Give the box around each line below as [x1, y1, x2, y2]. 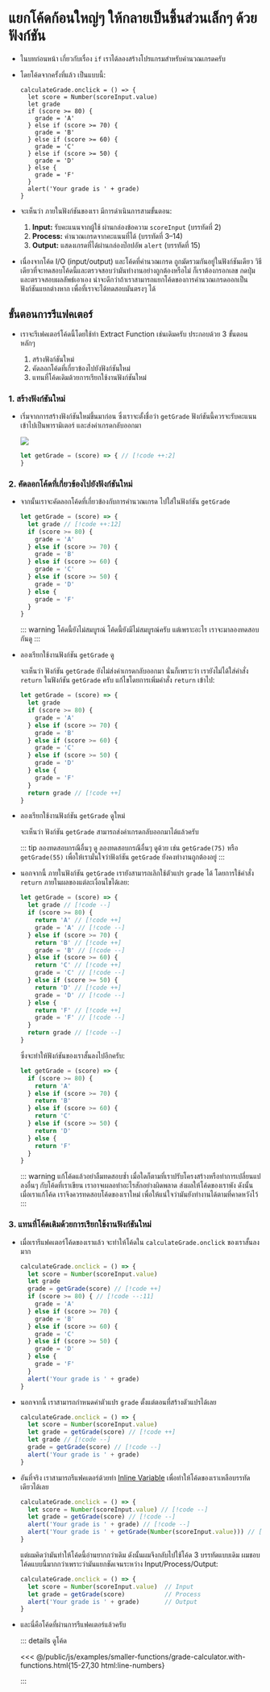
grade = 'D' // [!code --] [35, 991, 126, 999]
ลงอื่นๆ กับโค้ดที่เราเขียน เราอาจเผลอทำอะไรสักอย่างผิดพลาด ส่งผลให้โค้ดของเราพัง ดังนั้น [19, 1180, 254, 1190]
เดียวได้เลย [19, 1481, 49, 1491]
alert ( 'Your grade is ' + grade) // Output [27, 1598, 197, 1606]
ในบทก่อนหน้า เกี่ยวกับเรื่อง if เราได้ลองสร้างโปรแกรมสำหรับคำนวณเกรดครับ [19, 53, 226, 63]
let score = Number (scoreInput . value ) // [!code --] [27, 1506, 209, 1514]
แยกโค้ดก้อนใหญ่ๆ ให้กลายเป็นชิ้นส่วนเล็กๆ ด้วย [8, 9, 258, 27]
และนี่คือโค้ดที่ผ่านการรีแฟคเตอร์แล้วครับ [19, 1619, 127, 1630]
